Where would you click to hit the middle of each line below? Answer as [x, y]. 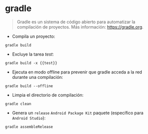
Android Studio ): [29, 118]
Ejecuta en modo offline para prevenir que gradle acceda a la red [77, 72]
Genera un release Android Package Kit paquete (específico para [78, 113]
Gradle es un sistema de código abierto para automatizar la [76, 22]
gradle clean [18, 104]
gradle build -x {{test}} [31, 63]
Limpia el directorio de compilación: [48, 95]
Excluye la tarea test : [33, 54]
